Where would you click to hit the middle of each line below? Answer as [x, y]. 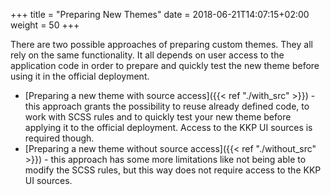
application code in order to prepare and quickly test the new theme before [165, 65]
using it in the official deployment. [80, 76]
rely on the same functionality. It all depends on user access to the [147, 55]
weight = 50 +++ [45, 25]
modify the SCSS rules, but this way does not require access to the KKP [173, 170]
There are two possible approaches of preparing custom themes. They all [161, 44]
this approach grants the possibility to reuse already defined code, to [167, 106]
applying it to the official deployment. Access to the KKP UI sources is [168, 127]
